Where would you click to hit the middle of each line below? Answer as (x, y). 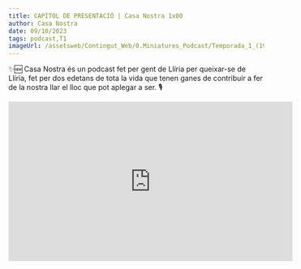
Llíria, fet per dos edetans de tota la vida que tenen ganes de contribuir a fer (136, 79)
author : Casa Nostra (43, 23)
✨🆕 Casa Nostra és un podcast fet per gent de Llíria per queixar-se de (127, 69)
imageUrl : (25, 46)
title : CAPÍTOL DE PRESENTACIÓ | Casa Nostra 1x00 (96, 16)
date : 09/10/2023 (38, 31)
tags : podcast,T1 (38, 38)
